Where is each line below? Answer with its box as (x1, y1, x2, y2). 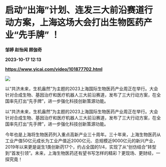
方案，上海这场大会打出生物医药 (14, 17, 144, 28)
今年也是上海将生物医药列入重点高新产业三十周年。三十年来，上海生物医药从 (5, 131, 161, 137)
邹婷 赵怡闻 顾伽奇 (5, 47, 42, 53)
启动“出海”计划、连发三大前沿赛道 (5, 4, 145, 16)
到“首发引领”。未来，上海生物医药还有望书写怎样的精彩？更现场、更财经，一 (5, 150, 161, 156)
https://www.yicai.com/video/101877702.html (5, 66, 103, 72)
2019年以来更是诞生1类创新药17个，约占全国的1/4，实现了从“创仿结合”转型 (5, 144, 157, 150)
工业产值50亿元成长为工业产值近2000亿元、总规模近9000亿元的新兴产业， (5, 137, 158, 144)
